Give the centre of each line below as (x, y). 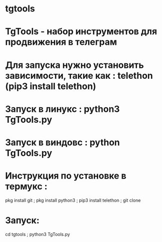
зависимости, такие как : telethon (79, 76)
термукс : (26, 186)
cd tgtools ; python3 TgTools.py (38, 234)
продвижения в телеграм (61, 42)
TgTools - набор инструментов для (81, 32)
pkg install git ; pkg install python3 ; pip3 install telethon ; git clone (73, 200)
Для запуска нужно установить (75, 65)
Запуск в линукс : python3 (63, 109)
